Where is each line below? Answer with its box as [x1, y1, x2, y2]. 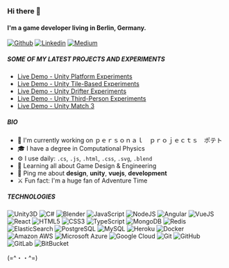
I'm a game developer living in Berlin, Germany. [7, 24, 147, 32]
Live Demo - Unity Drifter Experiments [17, 87, 127, 96]
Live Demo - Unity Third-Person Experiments [17, 94, 146, 103]
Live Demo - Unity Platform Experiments [17, 72, 133, 81]
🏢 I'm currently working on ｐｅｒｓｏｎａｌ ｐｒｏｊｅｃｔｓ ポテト [17, 136, 223, 144]
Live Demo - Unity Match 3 [17, 102, 95, 110]
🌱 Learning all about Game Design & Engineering [17, 162, 157, 170]
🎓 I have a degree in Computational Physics [17, 144, 146, 153]
